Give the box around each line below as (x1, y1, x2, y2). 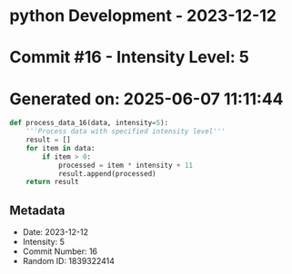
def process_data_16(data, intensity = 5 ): (9, 119, 169, 128)
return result (25, 178, 79, 187)
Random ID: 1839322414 (22, 256, 116, 267)
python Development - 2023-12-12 (9, 5, 277, 26)
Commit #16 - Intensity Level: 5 (9, 47, 250, 68)
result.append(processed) (57, 169, 156, 178)
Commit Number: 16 (22, 246, 98, 257)
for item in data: (25, 143, 96, 152)
